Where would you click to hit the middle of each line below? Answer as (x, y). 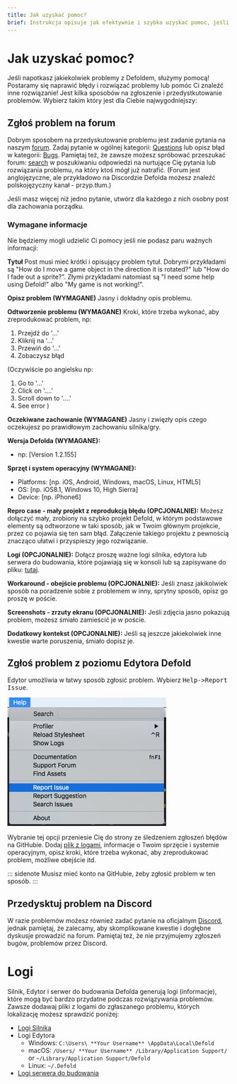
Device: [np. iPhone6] (49, 497)
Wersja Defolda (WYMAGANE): (54, 440)
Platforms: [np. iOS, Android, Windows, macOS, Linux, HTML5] (109, 481)
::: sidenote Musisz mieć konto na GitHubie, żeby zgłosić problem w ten (111, 874)
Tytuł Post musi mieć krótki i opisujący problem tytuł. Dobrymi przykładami (117, 262)
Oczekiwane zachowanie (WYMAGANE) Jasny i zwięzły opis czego (107, 419)
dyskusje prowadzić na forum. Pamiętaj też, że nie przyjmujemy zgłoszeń (114, 936)
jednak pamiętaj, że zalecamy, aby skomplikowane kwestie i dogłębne (109, 928)
